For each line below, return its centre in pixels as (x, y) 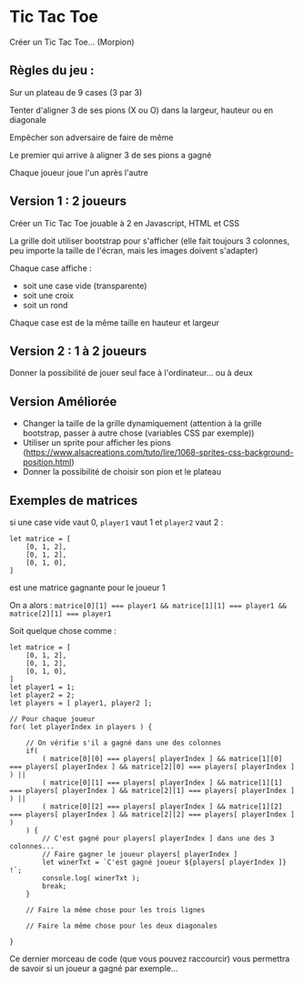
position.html (47, 462)
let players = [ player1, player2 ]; (81, 703)
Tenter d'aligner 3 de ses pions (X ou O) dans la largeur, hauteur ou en (141, 110)
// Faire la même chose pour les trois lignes (116, 910)
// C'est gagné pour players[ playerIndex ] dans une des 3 (158, 838)
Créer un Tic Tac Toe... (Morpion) (72, 42)
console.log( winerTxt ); (91, 878)
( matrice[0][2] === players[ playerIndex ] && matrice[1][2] (162, 807)
